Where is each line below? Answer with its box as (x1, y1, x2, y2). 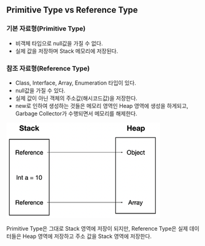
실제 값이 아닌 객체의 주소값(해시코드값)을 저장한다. (15, 94, 138, 102)
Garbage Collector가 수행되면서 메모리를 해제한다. (15, 110, 137, 117)
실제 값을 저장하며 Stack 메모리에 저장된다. (15, 47, 118, 55)
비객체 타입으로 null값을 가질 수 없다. (15, 39, 103, 47)
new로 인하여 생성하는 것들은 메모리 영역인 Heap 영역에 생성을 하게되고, (15, 102, 188, 109)
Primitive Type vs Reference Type (6, 5, 138, 15)
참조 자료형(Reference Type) (6, 64, 90, 72)
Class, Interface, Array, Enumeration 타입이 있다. (15, 79, 136, 86)
